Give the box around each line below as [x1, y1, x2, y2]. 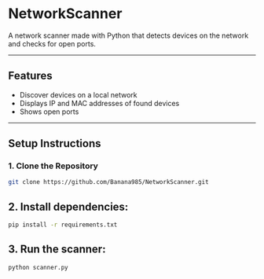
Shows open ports [19, 107, 79, 116]
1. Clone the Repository [8, 160, 98, 171]
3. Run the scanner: [8, 243, 106, 256]
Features [8, 69, 53, 83]
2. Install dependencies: [8, 200, 129, 213]
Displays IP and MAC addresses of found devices [19, 98, 180, 108]
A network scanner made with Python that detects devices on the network [8, 31, 249, 40]
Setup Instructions [8, 137, 101, 150]
